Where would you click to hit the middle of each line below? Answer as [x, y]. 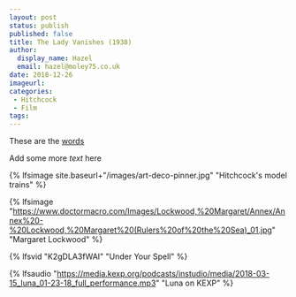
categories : [31, 91]
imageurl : [27, 83]
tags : [19, 116]
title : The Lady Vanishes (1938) [71, 42]
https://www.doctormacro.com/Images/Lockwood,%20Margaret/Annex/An [149, 211]
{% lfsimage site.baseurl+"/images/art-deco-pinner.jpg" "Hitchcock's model [148, 175]
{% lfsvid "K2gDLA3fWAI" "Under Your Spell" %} [99, 256]
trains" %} [28, 185]
